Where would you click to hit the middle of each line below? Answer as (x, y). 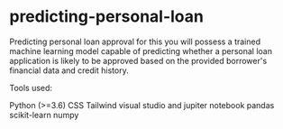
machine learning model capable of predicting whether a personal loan (141, 51)
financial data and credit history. (69, 70)
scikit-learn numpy (44, 115)
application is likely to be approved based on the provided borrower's (138, 60)
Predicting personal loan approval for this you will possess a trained (135, 41)
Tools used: (31, 88)
